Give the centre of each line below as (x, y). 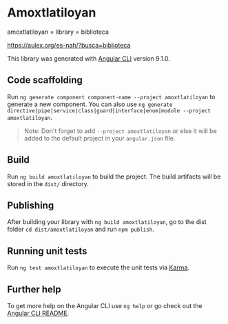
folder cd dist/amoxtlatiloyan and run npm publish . (81, 230)
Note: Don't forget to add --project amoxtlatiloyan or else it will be (120, 131)
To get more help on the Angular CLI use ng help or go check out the (105, 306)
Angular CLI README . (38, 313)
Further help (34, 289)
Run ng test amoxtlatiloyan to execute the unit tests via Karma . (99, 267)
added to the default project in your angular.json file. (100, 138)
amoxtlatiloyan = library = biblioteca (58, 32)
